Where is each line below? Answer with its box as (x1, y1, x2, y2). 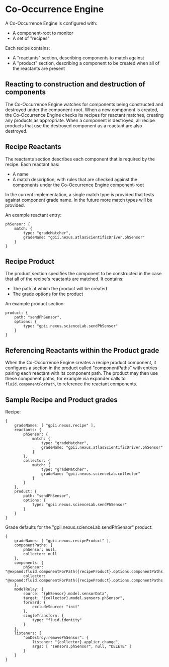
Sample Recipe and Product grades (5, 395, 118, 404)
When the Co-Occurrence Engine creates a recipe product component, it (5, 360, 156, 366)
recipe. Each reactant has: (5, 161, 59, 167)
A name (12, 171, 29, 177)
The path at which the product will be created (12, 286, 107, 292)
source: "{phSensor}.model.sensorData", (23, 591, 109, 596)
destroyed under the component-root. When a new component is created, (5, 107, 158, 113)
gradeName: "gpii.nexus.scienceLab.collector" (41, 471, 141, 476)
